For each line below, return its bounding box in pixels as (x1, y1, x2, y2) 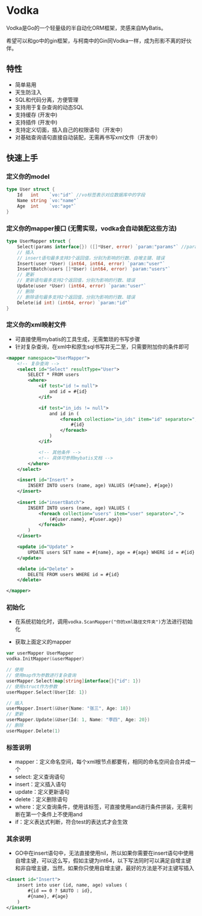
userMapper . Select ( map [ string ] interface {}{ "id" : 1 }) (6, 678, 141, 684)
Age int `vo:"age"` (17, 203, 77, 209)
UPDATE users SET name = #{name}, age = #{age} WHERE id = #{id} (28, 549, 195, 555)
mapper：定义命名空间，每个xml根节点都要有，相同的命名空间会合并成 (14, 758, 191, 766)
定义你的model (6, 173, 50, 181)
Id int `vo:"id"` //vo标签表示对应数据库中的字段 (17, 192, 145, 198)
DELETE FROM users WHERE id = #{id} (28, 571, 120, 577)
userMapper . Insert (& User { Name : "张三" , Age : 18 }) (6, 705, 131, 712)
